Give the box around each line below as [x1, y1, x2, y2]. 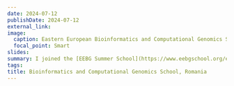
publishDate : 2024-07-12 [7, 17, 79, 24]
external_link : [7, 23, 52, 30]
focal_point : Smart [13, 42, 70, 49]
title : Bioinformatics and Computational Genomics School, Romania [7, 68, 208, 75]
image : [7, 29, 26, 37]
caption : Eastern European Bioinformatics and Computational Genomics [13, 36, 223, 43]
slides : [7, 49, 30, 56]
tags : [7, 62, 23, 69]
